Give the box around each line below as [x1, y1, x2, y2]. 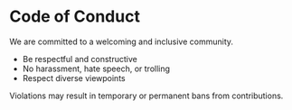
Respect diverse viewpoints [22, 72, 126, 83]
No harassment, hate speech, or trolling [22, 63, 170, 74]
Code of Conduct [9, 6, 140, 27]
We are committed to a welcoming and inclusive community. [9, 36, 233, 47]
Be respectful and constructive [22, 53, 137, 64]
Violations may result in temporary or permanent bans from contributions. [9, 90, 284, 101]
